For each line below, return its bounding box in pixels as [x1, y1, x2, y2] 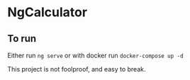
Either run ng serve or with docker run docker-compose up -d [7, 51, 184, 59]
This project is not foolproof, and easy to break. [7, 65, 146, 73]
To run [7, 33, 37, 45]
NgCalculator [7, 4, 87, 21]
